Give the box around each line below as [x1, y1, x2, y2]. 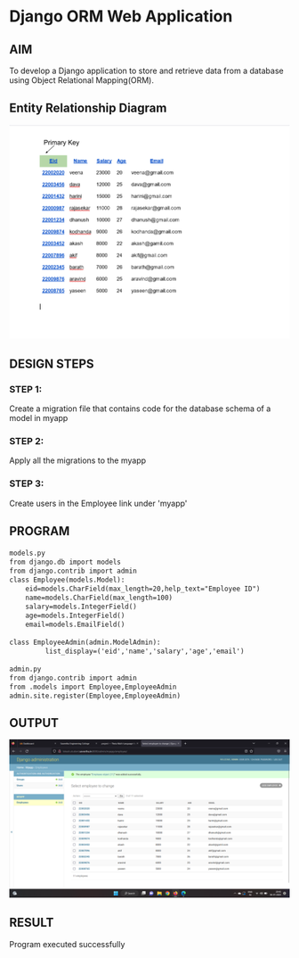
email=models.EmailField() [25, 620, 125, 629]
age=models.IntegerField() [25, 611, 125, 620]
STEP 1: [9, 383, 43, 395]
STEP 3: [9, 477, 44, 490]
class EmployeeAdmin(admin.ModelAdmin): [9, 638, 162, 647]
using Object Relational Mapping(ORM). [9, 75, 154, 86]
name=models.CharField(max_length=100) [25, 593, 174, 602]
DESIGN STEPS [9, 356, 95, 371]
